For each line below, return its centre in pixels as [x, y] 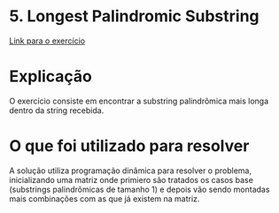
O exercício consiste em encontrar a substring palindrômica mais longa [139, 101]
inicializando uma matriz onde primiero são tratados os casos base [132, 179]
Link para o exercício [47, 41]
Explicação [51, 76]
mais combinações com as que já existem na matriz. [105, 198]
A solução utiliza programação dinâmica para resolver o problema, [131, 171]
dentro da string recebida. [57, 110]
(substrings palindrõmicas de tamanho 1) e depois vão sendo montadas [139, 189]
